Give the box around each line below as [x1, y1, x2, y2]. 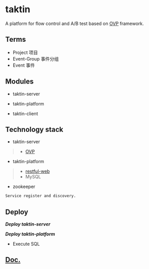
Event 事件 [12, 62, 35, 68]
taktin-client [12, 111, 38, 117]
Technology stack [5, 125, 64, 133]
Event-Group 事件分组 [12, 56, 59, 62]
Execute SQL [12, 241, 40, 247]
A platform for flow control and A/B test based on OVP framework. [5, 20, 144, 26]
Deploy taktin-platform [5, 231, 55, 237]
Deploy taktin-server [5, 221, 51, 227]
